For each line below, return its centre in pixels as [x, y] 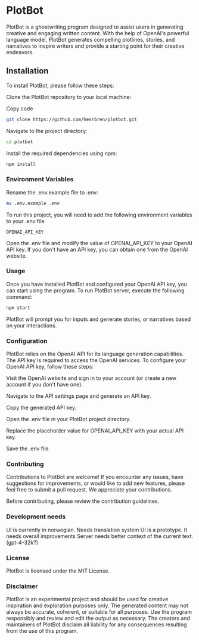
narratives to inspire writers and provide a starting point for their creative [95, 46]
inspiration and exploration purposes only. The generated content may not [97, 605]
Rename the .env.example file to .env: [52, 192]
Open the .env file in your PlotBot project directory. [69, 419]
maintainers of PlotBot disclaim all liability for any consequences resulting [97, 624]
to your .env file [25, 221]
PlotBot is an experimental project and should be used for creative [87, 599]
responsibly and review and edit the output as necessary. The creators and [98, 619]
